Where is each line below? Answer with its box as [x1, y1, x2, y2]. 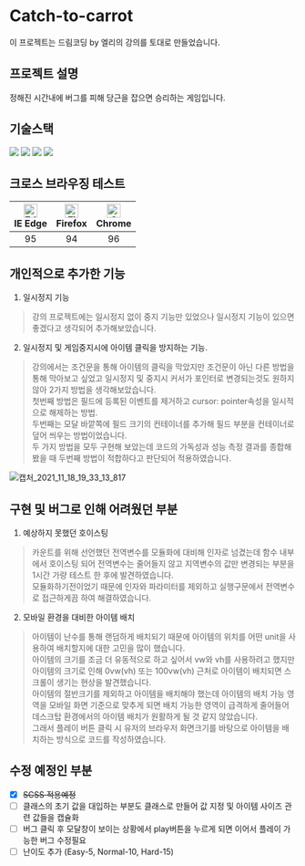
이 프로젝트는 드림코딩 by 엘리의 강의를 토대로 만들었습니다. [9, 37, 220, 47]
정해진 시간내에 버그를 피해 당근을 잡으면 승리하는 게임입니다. [9, 92, 226, 103]
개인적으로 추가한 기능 [9, 266, 126, 281]
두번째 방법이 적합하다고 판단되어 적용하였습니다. [58, 453, 232, 464]
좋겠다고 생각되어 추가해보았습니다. [31, 323, 157, 334]
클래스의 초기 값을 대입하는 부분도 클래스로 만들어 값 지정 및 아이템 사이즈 [22, 800, 283, 811]
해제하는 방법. [48, 407, 98, 418]
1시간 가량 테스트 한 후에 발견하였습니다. [31, 569, 175, 580]
